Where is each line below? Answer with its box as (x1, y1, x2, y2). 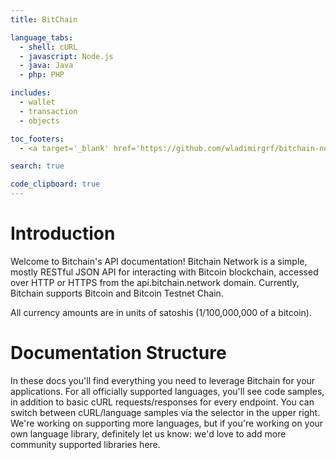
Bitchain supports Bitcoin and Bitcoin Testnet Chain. (10, 287, 224, 299)
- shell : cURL (19, 42, 78, 52)
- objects (19, 116, 60, 126)
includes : (10, 88, 52, 98)
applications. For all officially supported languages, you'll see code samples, (10, 385, 325, 397)
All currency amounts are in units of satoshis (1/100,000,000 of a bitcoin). (10, 306, 312, 318)
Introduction (10, 222, 116, 245)
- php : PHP (19, 70, 65, 80)
